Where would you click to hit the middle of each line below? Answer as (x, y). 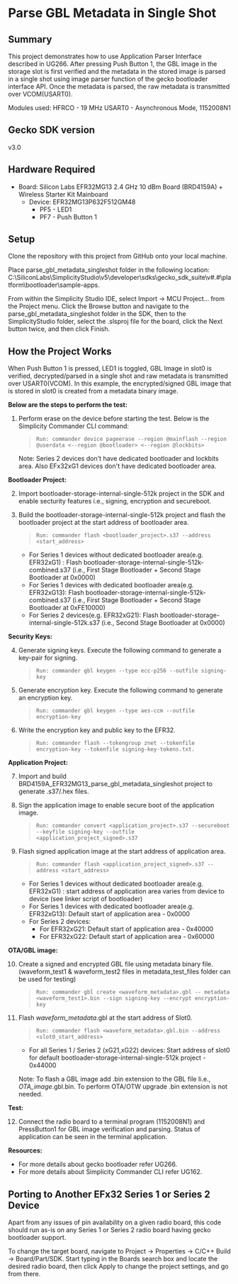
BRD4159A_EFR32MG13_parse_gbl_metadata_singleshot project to (115, 784)
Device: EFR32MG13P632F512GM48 (82, 202)
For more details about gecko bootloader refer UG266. (98, 1164)
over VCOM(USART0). (40, 94)
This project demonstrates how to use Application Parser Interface (105, 56)
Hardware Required (52, 169)
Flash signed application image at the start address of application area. (122, 852)
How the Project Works (60, 351)
